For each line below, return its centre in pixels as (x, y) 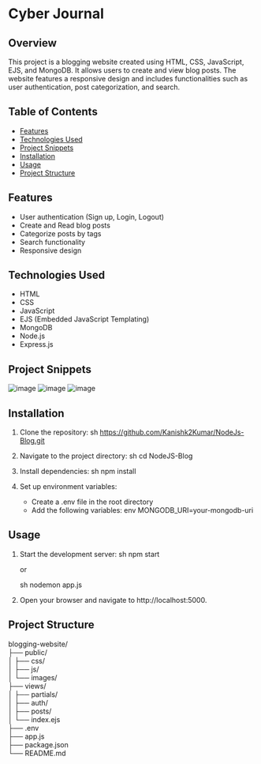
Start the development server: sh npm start (89, 554)
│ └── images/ (33, 677)
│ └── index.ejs (34, 719)
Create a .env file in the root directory (92, 502)
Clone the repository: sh (59, 432)
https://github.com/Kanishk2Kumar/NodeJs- (172, 432)
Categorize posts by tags (60, 233)
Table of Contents (53, 112)
